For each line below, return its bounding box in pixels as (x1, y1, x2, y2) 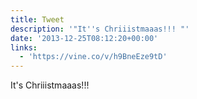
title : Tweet (10, 14, 65, 25)
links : (10, 42, 38, 53)
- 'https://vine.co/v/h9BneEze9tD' (19, 52, 168, 62)
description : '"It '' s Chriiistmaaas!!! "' (10, 24, 190, 34)
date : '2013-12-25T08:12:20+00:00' (10, 33, 159, 43)
